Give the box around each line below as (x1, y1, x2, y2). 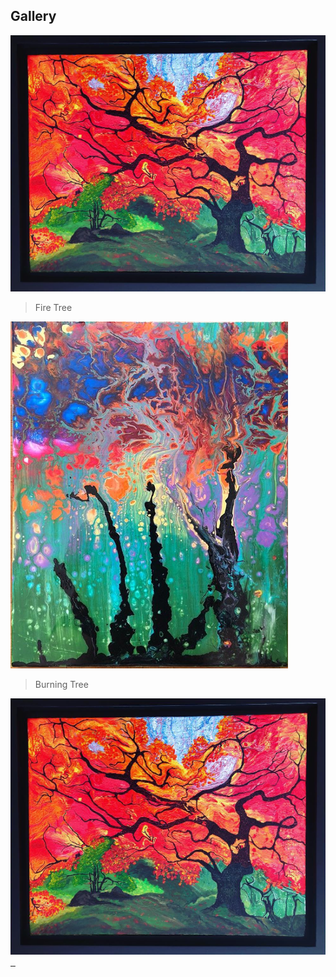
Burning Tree (34, 678, 89, 690)
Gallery (10, 8, 57, 25)
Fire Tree (34, 301, 73, 313)
